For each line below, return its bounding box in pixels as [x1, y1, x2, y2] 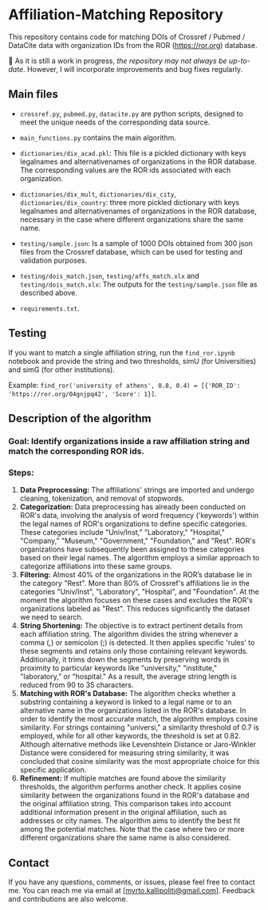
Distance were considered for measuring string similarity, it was [19, 748, 230, 758]
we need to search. [19, 612, 84, 622]
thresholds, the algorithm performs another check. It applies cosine [19, 782, 242, 792]
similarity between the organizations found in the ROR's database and [19, 790, 250, 800]
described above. [19, 287, 78, 297]
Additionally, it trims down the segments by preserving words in [19, 655, 230, 664]
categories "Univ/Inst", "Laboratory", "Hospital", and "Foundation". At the [19, 587, 259, 596]
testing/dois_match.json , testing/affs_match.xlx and [19, 271, 199, 280]
